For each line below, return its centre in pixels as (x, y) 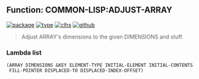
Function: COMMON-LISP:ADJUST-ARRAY (89, 10)
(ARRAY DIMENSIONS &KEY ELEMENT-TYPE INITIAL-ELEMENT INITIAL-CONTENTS (99, 66)
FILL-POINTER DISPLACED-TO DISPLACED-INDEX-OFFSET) (76, 71)
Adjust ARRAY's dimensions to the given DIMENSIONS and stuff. (102, 37)
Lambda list (24, 53)
